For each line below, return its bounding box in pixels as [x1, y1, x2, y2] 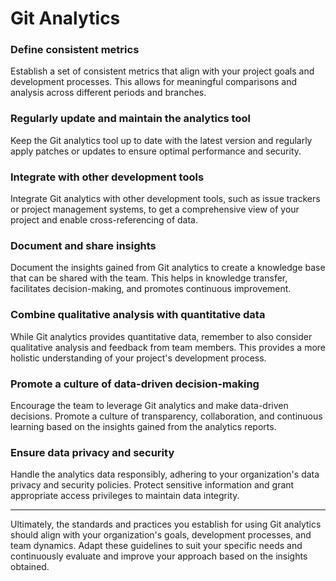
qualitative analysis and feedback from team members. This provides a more [10, 341, 327, 353]
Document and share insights [10, 239, 157, 252]
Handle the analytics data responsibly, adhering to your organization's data [10, 468, 320, 481]
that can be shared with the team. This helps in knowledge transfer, [10, 272, 288, 284]
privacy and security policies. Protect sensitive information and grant [10, 479, 295, 491]
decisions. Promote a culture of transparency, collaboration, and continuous [10, 410, 323, 422]
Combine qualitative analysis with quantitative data [10, 308, 266, 322]
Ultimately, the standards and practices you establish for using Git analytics [10, 518, 322, 531]
